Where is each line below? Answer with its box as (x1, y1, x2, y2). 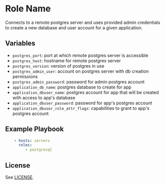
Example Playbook (5, 125, 64, 133)
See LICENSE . (5, 175, 34, 180)
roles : (18, 143, 32, 148)
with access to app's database (12, 94, 76, 100)
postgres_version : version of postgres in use (12, 63, 105, 69)
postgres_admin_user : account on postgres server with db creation (12, 68, 149, 74)
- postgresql (25, 147, 52, 152)
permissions (12, 73, 38, 80)
